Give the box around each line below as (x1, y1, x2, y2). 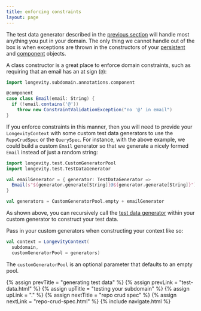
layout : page (6, 14, 39, 20)
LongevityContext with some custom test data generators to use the (6, 129, 173, 136)
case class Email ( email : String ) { (6, 96, 95, 102)
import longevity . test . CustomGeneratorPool (6, 160, 117, 166)
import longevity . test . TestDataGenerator (6, 166, 111, 172)
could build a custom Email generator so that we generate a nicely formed (6, 142, 188, 150)
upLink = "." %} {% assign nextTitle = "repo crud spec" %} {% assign (6, 291, 177, 298)
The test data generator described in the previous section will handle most (6, 31, 190, 38)
